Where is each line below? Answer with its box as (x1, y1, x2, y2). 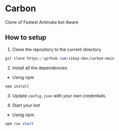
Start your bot (12, 102, 40, 108)
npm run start (5, 121, 34, 126)
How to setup (5, 33, 46, 42)
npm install (5, 84, 29, 89)
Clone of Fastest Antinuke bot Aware (5, 19, 79, 25)
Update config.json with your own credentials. (12, 93, 107, 99)
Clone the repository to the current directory (12, 46, 101, 52)
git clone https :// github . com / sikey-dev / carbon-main (5, 56, 115, 61)
